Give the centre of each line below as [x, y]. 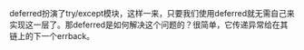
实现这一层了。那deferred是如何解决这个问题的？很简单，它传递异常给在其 [149, 25]
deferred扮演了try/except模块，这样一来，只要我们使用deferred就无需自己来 [152, 13]
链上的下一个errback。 [52, 36]
